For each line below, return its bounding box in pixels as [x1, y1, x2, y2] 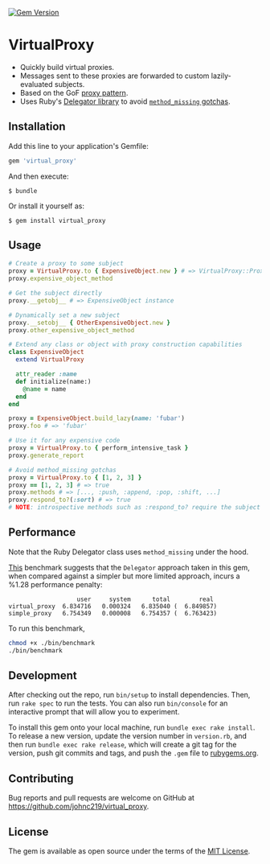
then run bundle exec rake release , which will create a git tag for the [8, 740, 237, 750]
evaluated [19, 79, 54, 88]
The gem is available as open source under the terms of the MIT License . [8, 846, 251, 856]
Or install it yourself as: [8, 201, 84, 211]
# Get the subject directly [8, 290, 103, 298]
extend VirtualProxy [15, 356, 84, 364]
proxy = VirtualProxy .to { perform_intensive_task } [8, 444, 189, 452]
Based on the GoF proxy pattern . [19, 88, 129, 97]
